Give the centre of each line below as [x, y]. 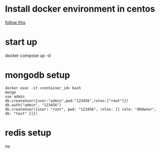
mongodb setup [37, 75]
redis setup [28, 133]
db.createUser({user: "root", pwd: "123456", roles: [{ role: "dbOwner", [81, 109]
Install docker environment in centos [80, 9]
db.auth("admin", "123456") [33, 105]
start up [21, 42]
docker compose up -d [28, 55]
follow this [15, 22]
